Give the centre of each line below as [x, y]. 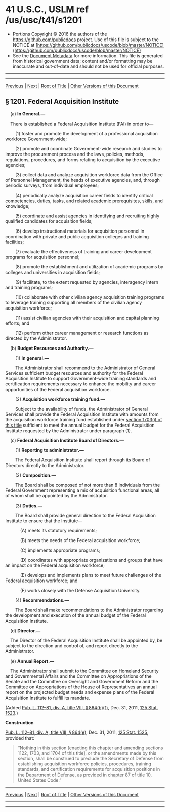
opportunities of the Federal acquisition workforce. [58, 389]
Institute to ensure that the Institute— [44, 521]
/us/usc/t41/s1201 [44, 20]
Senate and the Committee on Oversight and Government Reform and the [82, 681]
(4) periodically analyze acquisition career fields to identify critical [84, 195]
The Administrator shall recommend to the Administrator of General [85, 368]
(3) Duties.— [29, 506]
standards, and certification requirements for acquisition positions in [89, 769]
